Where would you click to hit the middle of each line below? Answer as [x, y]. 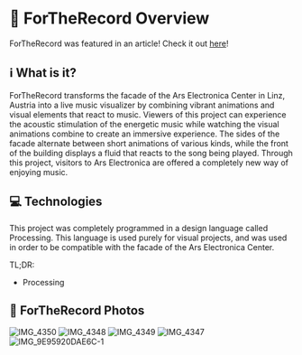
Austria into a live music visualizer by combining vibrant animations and [142, 105]
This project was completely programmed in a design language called [139, 228]
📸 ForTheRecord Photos [77, 310]
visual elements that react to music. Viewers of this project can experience [148, 114]
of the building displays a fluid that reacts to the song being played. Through [151, 153]
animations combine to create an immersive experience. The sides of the [145, 134]
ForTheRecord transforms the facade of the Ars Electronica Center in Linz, [147, 95]
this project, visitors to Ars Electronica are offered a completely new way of [149, 163]
